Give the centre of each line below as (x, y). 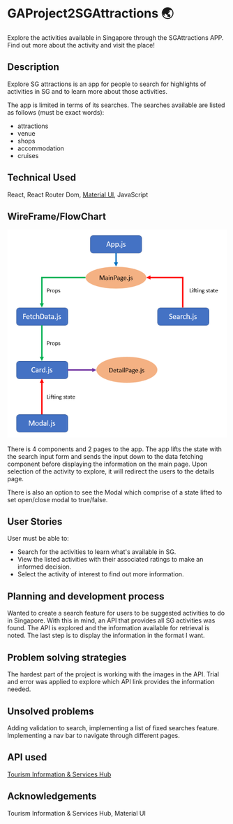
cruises (28, 155)
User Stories (35, 522)
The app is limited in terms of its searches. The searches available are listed (116, 105)
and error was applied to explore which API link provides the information (111, 682)
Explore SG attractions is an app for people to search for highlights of (107, 84)
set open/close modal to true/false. (58, 499)
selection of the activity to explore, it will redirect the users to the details (111, 471)
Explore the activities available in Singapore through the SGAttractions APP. (116, 37)
